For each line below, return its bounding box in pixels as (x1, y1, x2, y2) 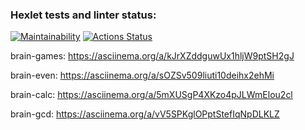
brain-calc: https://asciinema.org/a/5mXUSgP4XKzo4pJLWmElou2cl (10, 89, 293, 101)
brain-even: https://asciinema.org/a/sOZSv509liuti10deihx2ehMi (10, 69, 275, 82)
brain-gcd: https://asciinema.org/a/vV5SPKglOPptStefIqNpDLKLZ (10, 108, 280, 120)
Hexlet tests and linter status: (10, 8, 157, 22)
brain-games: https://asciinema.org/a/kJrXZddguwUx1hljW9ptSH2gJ (10, 50, 295, 62)
